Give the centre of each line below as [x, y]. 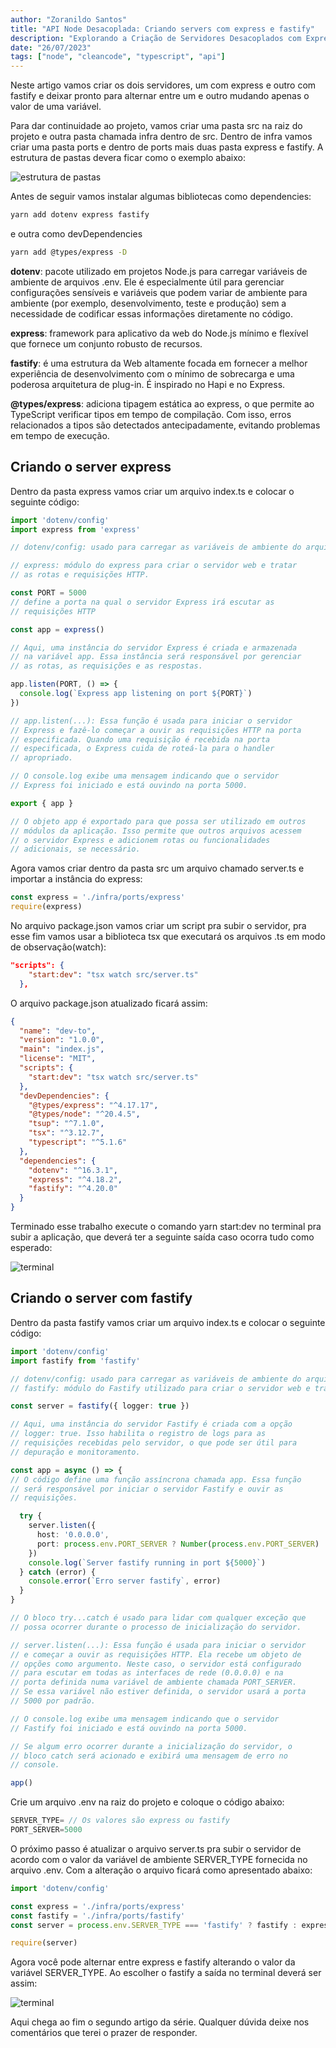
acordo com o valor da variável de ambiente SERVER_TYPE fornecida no [159, 1859]
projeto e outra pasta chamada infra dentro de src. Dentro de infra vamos [161, 137]
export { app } [42, 803]
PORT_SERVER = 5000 [46, 1830]
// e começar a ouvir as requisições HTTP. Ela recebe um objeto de [156, 1654]
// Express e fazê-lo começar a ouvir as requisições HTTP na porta [156, 730]
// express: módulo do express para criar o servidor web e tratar [154, 566]
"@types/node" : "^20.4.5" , [84, 1114]
